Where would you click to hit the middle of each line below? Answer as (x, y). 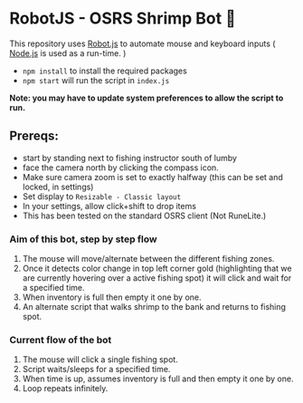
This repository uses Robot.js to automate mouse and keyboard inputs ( (142, 43)
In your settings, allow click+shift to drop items (109, 206)
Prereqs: (34, 136)
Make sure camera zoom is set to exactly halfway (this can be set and (152, 177)
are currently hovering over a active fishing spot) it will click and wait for (157, 278)
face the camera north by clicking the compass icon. (120, 168)
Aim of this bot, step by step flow (84, 239)
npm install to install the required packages (104, 71)
